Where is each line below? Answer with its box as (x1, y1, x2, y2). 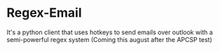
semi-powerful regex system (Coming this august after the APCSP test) (6, 35, 213, 43)
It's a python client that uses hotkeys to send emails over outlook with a (6, 28, 213, 36)
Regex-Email (6, 5, 82, 21)
